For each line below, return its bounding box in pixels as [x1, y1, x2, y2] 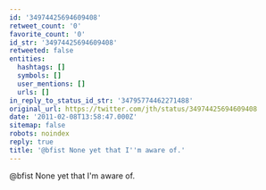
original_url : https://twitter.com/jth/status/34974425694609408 [9, 104, 257, 113]
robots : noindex [9, 129, 70, 138]
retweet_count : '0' [9, 21, 82, 30]
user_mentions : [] [17, 79, 87, 88]
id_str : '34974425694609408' [9, 37, 118, 47]
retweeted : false [9, 46, 74, 55]
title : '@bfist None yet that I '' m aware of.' [9, 145, 186, 154]
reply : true [9, 137, 54, 146]
